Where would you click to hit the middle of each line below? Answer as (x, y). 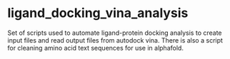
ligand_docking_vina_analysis (98, 13)
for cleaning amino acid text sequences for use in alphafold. (96, 48)
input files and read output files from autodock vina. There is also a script (115, 40)
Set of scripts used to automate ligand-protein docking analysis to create (115, 33)
